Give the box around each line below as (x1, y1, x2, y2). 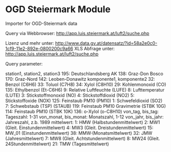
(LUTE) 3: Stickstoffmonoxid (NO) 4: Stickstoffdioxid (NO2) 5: (5, 92, 135, 98)
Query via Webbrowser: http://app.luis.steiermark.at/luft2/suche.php (5, 30, 150, 36)
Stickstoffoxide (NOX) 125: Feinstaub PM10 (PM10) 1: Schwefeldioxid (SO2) (5, 98, 163, 104)
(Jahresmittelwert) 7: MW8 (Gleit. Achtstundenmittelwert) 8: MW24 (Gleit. (5, 135, 160, 141)
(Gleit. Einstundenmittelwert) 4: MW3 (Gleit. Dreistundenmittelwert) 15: (5, 125, 154, 131)
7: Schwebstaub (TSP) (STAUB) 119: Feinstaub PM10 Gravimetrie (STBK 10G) (5, 103, 166, 109)
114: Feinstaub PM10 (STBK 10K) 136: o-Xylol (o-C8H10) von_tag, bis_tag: (5, 108, 159, 114)
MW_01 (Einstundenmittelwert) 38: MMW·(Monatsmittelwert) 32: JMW (5, 130, 153, 136)
